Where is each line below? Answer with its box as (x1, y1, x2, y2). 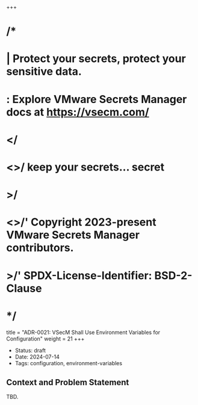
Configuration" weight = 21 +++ (6, 335, 85, 342)
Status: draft (14, 347, 46, 354)
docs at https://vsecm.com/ (6, 105, 149, 119)
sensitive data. (6, 64, 82, 78)
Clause (6, 281, 42, 295)
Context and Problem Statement (6, 377, 129, 388)
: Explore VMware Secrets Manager (6, 92, 187, 106)
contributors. (6, 241, 74, 255)
